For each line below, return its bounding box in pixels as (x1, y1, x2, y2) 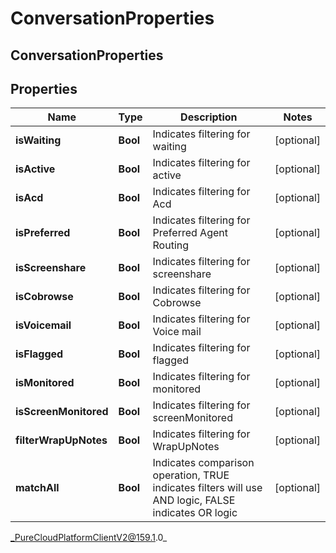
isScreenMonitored (15, 405, 109, 419)
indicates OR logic (152, 506, 238, 520)
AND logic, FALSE (152, 493, 236, 507)
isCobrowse (15, 290, 74, 304)
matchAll (15, 481, 60, 495)
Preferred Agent (152, 226, 228, 240)
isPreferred (15, 226, 71, 240)
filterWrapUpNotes (15, 433, 108, 447)
